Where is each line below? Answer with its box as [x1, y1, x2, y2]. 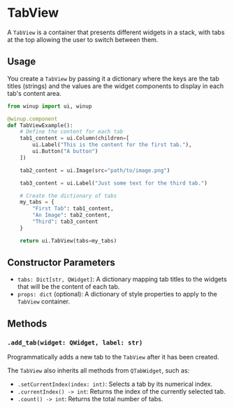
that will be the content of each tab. [17, 282, 120, 291]
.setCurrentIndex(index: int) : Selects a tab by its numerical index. [17, 380, 213, 389]
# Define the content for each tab [20, 128, 124, 136]
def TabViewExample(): [7, 122, 73, 129]
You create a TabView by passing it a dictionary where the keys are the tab [7, 74, 220, 82]
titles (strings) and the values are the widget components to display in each [7, 82, 224, 90]
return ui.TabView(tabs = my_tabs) [20, 237, 117, 244]
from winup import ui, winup [7, 103, 92, 110]
